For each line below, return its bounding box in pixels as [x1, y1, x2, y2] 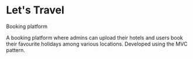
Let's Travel [6, 4, 64, 17]
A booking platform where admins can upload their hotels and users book [6, 34, 183, 41]
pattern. [6, 46, 25, 53]
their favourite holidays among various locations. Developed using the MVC [6, 40, 188, 47]
